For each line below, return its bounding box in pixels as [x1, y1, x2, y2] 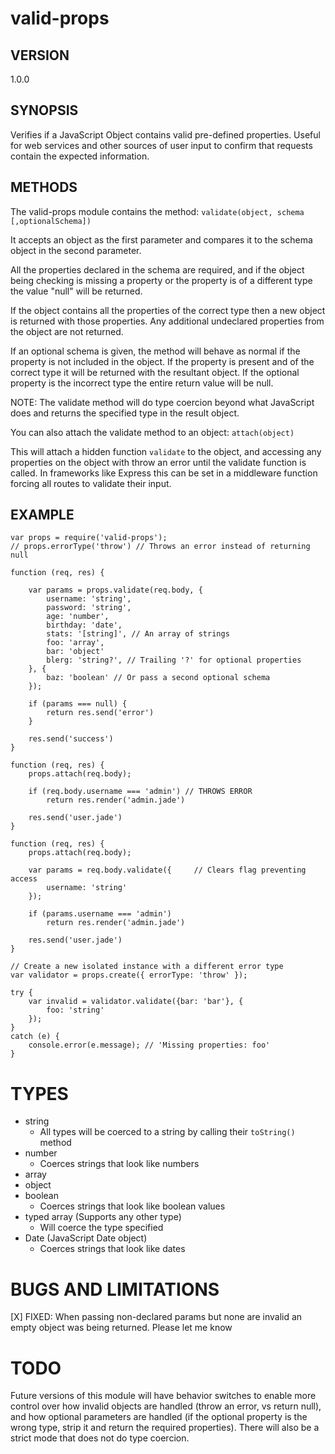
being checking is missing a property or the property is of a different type [10, 274, 313, 286]
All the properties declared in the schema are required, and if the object [10, 263, 305, 276]
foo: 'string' [46, 1005, 105, 1016]
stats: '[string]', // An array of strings [46, 629, 230, 639]
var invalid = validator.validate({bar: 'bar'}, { [28, 997, 244, 1007]
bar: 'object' [46, 647, 105, 657]
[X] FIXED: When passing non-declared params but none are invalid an [10, 1311, 303, 1323]
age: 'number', [46, 612, 110, 622]
